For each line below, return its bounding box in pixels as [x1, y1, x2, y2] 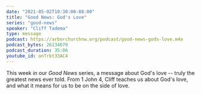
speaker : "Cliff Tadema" [6, 25, 68, 32]
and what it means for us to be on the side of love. [6, 82, 130, 89]
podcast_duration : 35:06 [6, 48, 68, 54]
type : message [6, 31, 42, 37]
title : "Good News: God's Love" [6, 14, 87, 20]
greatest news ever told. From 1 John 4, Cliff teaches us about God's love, [6, 76, 188, 83]
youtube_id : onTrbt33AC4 [6, 53, 68, 59]
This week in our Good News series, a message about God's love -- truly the [6, 69, 195, 76]
